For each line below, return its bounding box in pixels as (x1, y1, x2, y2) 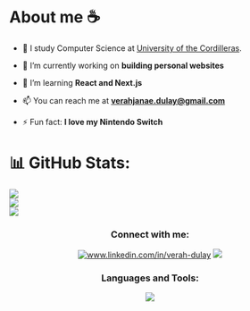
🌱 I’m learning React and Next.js (21, 77, 143, 88)
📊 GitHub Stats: (9, 153, 131, 173)
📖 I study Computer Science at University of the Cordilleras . (21, 42, 243, 54)
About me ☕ (9, 7, 101, 28)
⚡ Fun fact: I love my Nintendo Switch (21, 116, 163, 127)
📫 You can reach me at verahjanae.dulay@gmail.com (21, 95, 226, 105)
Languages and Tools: (101, 272, 199, 284)
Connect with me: (110, 228, 190, 240)
